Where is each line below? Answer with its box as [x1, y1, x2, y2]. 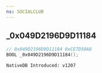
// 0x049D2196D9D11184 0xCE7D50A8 [6, 46, 92, 52]
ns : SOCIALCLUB [6, 8, 44, 15]
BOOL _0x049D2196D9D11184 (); [6, 52, 79, 58]
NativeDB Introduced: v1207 [6, 63, 76, 69]
